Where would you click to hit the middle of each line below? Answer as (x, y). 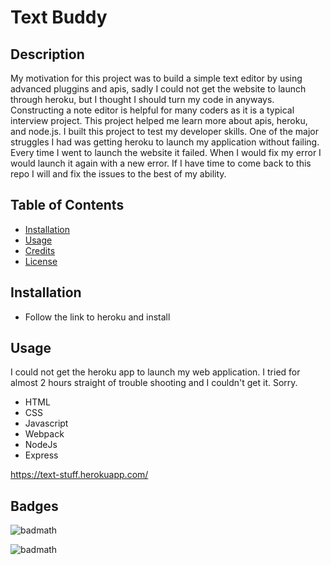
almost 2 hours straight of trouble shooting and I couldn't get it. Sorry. (154, 383)
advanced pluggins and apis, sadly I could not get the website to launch (158, 89)
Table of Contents (67, 205)
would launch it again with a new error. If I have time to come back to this (161, 163)
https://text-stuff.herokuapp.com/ (79, 475)
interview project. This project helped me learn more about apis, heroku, (159, 120)
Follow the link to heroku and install (97, 317)
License (41, 261)
